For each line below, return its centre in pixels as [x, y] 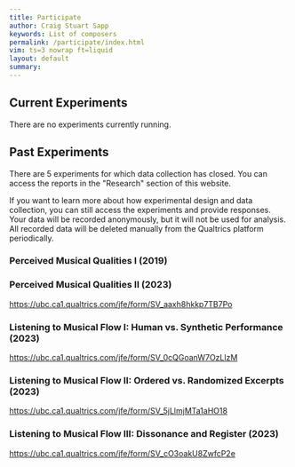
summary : [25, 67]
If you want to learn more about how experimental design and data [131, 200]
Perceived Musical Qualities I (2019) [88, 261]
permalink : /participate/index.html [77, 42]
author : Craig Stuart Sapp [59, 26]
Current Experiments [68, 103]
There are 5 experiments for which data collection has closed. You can [139, 173]
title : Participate [45, 17]
